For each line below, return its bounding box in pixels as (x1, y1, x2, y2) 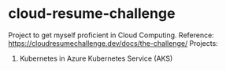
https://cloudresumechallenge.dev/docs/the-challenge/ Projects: (8, 38, 218, 47)
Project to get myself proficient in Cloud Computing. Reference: (8, 30, 214, 40)
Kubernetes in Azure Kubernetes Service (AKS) (19, 54, 173, 63)
